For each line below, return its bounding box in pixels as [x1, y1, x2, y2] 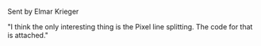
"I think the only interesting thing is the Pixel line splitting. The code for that [7, 22, 253, 31]
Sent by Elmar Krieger [7, 7, 79, 16]
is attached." [7, 31, 49, 40]
